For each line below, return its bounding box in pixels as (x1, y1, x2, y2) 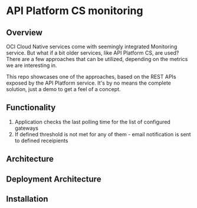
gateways (14, 125, 38, 132)
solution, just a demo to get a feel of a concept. (6, 86, 121, 92)
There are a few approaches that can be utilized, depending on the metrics (6, 56, 188, 62)
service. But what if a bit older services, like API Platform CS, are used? (6, 49, 179, 56)
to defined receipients (14, 137, 68, 144)
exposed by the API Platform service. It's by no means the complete (6, 79, 171, 86)
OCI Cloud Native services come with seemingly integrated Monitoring (6, 43, 178, 50)
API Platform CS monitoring (6, 4, 143, 18)
